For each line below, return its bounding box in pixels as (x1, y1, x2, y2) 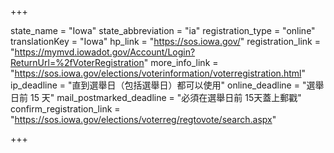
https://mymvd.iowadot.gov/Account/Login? (14, 46, 196, 58)
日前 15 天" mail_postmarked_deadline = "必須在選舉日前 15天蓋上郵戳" (10, 92, 302, 103)
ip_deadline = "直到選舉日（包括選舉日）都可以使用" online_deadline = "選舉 (10, 79, 325, 91)
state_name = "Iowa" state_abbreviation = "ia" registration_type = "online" (10, 25, 316, 36)
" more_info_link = (143, 57, 219, 68)
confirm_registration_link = (10, 103, 121, 115)
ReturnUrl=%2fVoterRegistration (10, 57, 145, 68)
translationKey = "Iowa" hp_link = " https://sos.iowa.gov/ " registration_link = (10, 36, 321, 47)
